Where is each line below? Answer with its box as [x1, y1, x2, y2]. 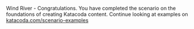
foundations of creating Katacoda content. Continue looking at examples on [6, 11, 188, 18]
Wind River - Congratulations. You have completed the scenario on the [6, 5, 176, 11]
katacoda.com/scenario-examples [6, 17, 89, 23]
